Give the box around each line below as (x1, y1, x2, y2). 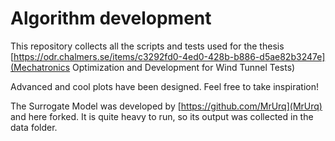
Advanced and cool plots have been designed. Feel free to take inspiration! (10, 80, 320, 92)
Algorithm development (10, 7, 212, 30)
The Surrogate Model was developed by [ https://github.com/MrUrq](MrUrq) (10, 100, 323, 112)
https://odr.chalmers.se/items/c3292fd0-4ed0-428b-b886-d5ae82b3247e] (13, 50, 326, 62)
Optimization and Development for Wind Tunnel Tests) (72, 61, 296, 73)
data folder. (10, 121, 58, 133)
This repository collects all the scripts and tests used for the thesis (10, 40, 285, 52)
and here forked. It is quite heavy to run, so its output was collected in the (10, 110, 314, 122)
